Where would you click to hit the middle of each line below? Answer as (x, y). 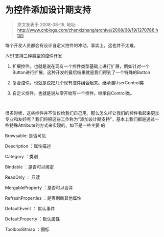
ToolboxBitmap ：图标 (27, 229)
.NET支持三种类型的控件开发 (34, 56)
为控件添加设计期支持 (48, 10)
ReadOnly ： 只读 (23, 177)
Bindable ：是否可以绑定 (30, 166)
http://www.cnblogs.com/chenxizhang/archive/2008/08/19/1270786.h (87, 30)
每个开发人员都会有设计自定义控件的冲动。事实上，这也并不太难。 (71, 45)
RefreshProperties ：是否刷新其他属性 (43, 198)
